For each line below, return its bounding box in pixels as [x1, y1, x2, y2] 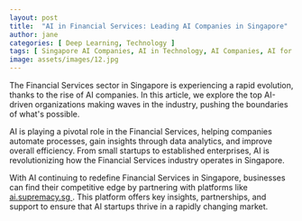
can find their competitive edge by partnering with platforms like [9, 182, 248, 192]
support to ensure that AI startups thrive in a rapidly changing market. [9, 201, 269, 212]
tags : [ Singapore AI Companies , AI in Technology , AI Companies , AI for [9, 47, 293, 56]
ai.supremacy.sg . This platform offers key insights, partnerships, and [9, 191, 267, 202]
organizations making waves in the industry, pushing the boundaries [34, 99, 288, 109]
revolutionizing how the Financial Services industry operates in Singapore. [9, 155, 286, 165]
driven [9, 99, 33, 109]
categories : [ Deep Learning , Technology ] [9, 38, 176, 48]
